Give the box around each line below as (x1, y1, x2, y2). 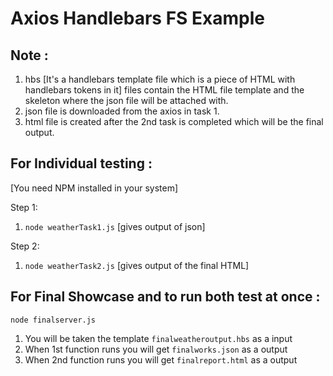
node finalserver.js (10, 315, 97, 325)
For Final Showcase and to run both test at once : (10, 288, 321, 306)
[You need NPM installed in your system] (10, 182, 179, 194)
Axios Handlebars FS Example (10, 7, 265, 30)
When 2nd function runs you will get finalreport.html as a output (24, 353, 298, 366)
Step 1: (10, 201, 38, 213)
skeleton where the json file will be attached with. (24, 95, 229, 106)
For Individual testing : (10, 155, 153, 172)
